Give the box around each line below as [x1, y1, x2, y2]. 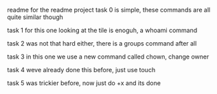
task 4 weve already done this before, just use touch [7, 66, 156, 74]
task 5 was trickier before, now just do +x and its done [7, 79, 161, 87]
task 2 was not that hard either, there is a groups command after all [7, 40, 197, 47]
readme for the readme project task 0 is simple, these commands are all [7, 6, 211, 14]
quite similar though [7, 13, 64, 21]
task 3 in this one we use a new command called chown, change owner [7, 52, 209, 61]
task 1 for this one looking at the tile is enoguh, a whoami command [7, 27, 198, 34]
